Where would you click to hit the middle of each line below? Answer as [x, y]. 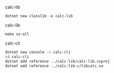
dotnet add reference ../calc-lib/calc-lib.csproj [57, 61]
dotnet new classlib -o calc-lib [39, 16]
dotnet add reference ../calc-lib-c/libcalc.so [54, 66]
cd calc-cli [17, 57]
